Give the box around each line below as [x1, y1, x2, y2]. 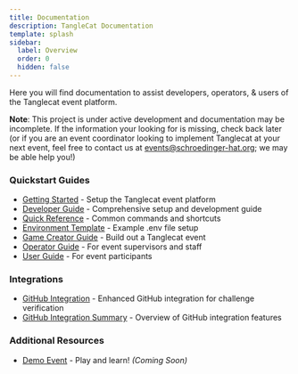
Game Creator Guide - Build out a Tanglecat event [21, 232, 207, 243]
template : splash [9, 29, 74, 38]
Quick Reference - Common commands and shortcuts [21, 213, 221, 224]
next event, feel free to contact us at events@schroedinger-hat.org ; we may [9, 142, 288, 152]
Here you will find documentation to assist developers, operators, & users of [9, 86, 289, 98]
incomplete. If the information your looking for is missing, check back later [9, 123, 283, 134]
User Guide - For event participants [21, 251, 153, 262]
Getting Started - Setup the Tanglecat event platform [21, 194, 216, 205]
